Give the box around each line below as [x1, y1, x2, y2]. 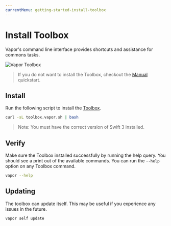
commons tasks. [5, 51, 40, 58]
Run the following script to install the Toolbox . [5, 105, 101, 111]
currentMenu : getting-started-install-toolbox [5, 7, 106, 13]
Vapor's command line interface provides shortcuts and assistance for [5, 46, 153, 52]
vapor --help [5, 173, 33, 178]
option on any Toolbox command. [5, 163, 76, 169]
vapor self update [5, 216, 44, 221]
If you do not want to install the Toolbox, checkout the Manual [17, 71, 148, 77]
